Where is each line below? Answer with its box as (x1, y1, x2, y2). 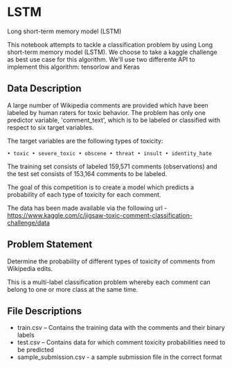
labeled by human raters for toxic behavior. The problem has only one (7, 108, 206, 116)
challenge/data (7, 218, 51, 227)
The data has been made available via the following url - (7, 204, 168, 212)
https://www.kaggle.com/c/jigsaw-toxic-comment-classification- (7, 211, 193, 219)
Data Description (7, 82, 82, 94)
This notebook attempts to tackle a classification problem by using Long (7, 40, 213, 49)
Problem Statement (7, 238, 93, 250)
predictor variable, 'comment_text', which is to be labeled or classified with (7, 116, 220, 124)
